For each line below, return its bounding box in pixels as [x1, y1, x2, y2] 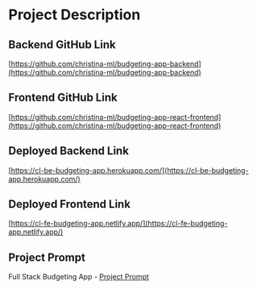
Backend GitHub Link [8, 38, 116, 52]
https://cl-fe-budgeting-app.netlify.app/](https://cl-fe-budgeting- [10, 219, 228, 229]
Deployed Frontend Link [8, 197, 131, 211]
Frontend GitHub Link [8, 91, 118, 105]
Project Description [8, 6, 141, 24]
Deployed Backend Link [8, 144, 129, 158]
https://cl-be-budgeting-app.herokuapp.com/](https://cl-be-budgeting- [10, 165, 249, 175]
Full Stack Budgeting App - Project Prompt [8, 272, 149, 282]
